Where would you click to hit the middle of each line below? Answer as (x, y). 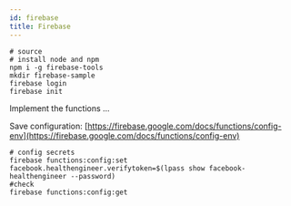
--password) (93, 176)
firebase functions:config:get (69, 192)
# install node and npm (55, 59)
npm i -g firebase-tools (56, 67)
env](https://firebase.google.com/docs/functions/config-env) (125, 135)
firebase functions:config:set (69, 160)
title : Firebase (40, 26)
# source (26, 51)
